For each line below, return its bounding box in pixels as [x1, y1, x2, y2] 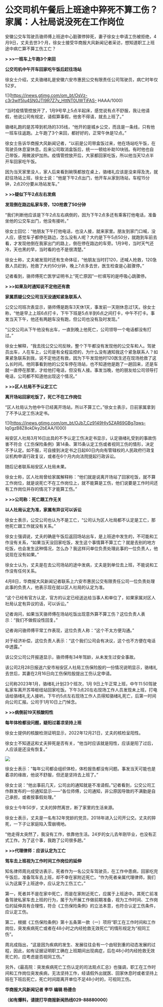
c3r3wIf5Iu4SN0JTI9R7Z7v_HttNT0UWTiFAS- [5, 98, 97, 103]
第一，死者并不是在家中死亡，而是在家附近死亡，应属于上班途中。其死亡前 [5, 891, 154, 896]
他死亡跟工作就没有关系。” [5, 523, 56, 529]
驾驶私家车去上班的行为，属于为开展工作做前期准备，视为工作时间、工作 [9, 896, 154, 903]
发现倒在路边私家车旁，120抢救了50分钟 [5, 201, 86, 207]
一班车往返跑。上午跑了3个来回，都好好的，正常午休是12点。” [5, 130, 127, 136]
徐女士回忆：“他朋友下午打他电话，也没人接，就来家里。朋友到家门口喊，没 [5, 228, 156, 234]
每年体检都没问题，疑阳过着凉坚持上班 [5, 719, 81, 726]
